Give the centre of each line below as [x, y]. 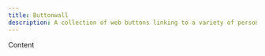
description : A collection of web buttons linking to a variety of [121, 23]
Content [21, 44]
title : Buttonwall [38, 15]
